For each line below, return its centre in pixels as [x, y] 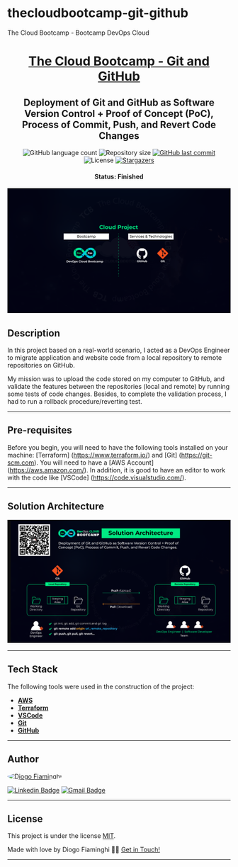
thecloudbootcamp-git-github [98, 13]
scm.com [21, 463]
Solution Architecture [56, 507]
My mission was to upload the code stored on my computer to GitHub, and [116, 379]
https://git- [197, 455]
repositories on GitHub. [41, 365]
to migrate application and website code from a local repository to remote [115, 357]
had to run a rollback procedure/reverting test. [75, 401]
